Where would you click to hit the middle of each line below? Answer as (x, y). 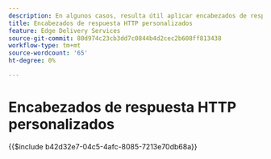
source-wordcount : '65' (48, 53)
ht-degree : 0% (32, 61)
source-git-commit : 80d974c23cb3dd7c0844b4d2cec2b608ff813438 (115, 38)
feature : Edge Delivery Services (65, 31)
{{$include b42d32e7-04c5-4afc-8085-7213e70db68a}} (103, 146)
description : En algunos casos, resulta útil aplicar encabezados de (128, 16)
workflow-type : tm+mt (45, 46)
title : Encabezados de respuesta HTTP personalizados (101, 23)
